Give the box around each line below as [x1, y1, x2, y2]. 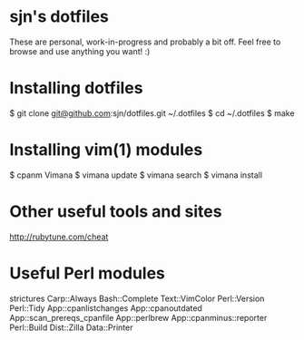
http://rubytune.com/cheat [9, 231, 109, 242]
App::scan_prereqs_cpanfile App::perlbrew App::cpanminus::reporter [9, 312, 268, 323]
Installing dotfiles [9, 78, 143, 99]
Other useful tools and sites [9, 201, 222, 221]
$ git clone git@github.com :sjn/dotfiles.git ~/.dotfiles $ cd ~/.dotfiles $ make [9, 107, 295, 119]
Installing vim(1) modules [9, 140, 203, 160]
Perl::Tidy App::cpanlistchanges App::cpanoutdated [9, 302, 202, 314]
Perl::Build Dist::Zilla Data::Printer [9, 322, 133, 333]
